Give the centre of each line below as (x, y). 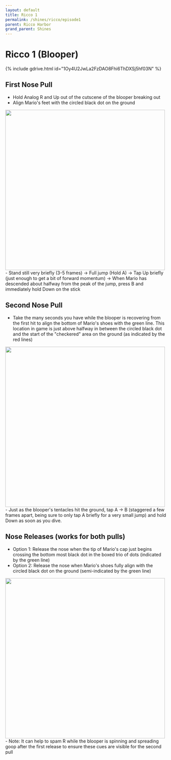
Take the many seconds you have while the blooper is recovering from (87, 317)
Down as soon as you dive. (34, 521)
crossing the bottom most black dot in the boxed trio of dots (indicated (87, 554)
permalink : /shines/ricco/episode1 (43, 19)
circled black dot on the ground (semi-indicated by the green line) (82, 571)
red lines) (23, 339)
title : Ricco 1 (21, 15)
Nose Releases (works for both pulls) (65, 537)
